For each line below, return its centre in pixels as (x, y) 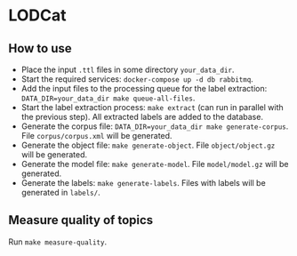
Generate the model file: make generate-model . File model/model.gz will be (155, 164)
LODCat (38, 16)
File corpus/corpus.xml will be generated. (96, 136)
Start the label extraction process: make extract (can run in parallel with (152, 107)
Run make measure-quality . (58, 242)
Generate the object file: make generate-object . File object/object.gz (148, 145)
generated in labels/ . (60, 192)
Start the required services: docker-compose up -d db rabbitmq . (137, 79)
